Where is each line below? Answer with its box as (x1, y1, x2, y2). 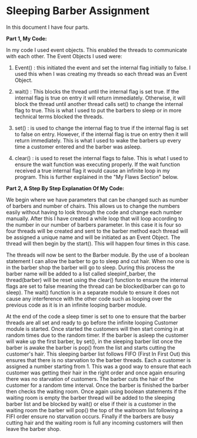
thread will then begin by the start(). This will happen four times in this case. (6, 240, 190, 247)
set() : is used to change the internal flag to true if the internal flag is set (14, 124, 189, 131)
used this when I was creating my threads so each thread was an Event (14, 70, 188, 77)
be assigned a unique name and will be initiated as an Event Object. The (6, 234, 181, 241)
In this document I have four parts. (6, 24, 89, 31)
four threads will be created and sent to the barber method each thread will (6, 227, 188, 234)
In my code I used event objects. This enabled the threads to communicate (6, 46, 187, 54)
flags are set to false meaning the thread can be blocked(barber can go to (6, 283, 185, 290)
